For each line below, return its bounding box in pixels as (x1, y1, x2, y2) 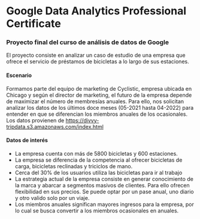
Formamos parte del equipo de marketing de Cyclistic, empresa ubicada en (6, 85, 192, 92)
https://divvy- (65, 116, 99, 124)
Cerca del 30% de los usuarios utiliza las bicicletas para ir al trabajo (14, 169, 183, 176)
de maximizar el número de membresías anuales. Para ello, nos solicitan (6, 97, 184, 105)
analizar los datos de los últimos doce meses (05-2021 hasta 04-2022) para (6, 104, 194, 111)
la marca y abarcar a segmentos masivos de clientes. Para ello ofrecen (14, 181, 190, 189)
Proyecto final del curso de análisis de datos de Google (6, 38, 169, 47)
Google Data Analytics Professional (6, 4, 187, 18)
